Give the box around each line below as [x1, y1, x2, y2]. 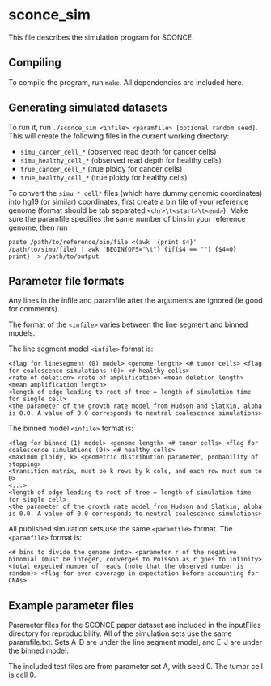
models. [8, 328, 36, 338]
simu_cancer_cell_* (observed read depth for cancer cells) [19, 146, 217, 156]
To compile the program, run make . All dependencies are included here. [8, 77, 244, 87]
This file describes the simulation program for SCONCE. [8, 32, 194, 42]
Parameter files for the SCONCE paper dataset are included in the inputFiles [8, 620, 261, 630]
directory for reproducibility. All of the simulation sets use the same [8, 629, 232, 638]
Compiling [8, 56, 62, 70]
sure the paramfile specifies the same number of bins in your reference [8, 214, 246, 223]
